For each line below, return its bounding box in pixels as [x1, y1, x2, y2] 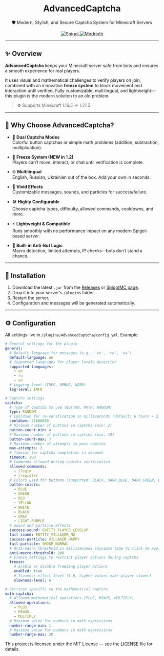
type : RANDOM [9, 409, 36, 414]
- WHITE [14, 505, 29, 510]
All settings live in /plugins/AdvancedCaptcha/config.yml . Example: [5, 332, 139, 338]
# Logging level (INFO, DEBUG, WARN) [9, 382, 86, 387]
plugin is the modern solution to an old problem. [13, 93, 110, 98]
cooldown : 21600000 [9, 419, 49, 423]
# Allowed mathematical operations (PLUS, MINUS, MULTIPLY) [9, 596, 134, 601]
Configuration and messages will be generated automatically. [12, 300, 136, 306]
